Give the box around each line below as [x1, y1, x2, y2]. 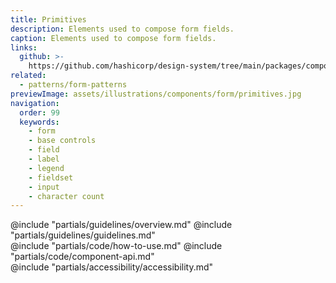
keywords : [19, 117, 60, 127]
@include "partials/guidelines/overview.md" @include [10, 219, 233, 231]
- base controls [28, 136, 97, 146]
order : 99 [19, 107, 60, 118]
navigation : [10, 98, 60, 108]
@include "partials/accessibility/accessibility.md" [10, 261, 214, 273]
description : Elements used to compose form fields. [10, 24, 235, 34]
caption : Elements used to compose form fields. [10, 33, 217, 43]
